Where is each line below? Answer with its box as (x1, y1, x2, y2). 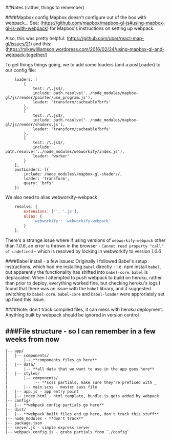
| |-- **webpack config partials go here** (5, 402, 104, 408)
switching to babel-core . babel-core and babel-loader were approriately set (5, 291, 165, 297)
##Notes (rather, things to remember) (5, 5, 84, 10)
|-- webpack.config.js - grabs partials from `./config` (5, 430, 130, 435)
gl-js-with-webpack (5, 25, 47, 31)
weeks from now (5, 335, 60, 344)
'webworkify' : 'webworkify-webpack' (32, 218, 111, 223)
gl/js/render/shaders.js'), (5, 122, 66, 127)
